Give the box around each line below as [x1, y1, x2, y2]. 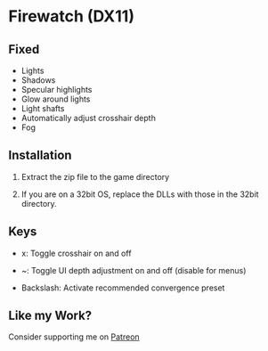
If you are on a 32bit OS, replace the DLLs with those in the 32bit [20, 189, 259, 200]
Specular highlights [20, 85, 93, 94]
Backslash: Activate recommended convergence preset [20, 282, 225, 293]
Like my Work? [8, 308, 93, 323]
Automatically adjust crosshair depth [20, 113, 157, 123]
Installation [8, 148, 72, 163]
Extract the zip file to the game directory [20, 171, 170, 182]
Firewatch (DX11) [8, 6, 135, 27]
